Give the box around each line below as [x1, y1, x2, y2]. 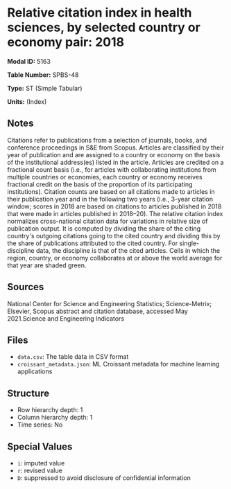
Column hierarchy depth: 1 [17, 414, 93, 422]
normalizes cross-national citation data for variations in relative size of [7, 217, 208, 225]
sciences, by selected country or [7, 19, 201, 35]
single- [179, 239, 200, 247]
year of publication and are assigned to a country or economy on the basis [7, 150, 221, 159]
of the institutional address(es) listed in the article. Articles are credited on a [7, 158, 224, 166]
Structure [7, 387, 50, 399]
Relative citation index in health [7, 5, 192, 21]
